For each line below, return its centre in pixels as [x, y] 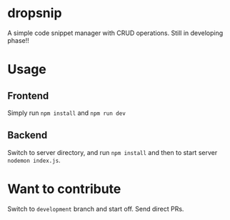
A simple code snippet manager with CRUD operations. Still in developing [115, 33]
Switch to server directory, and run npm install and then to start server [112, 152]
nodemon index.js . [34, 160]
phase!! [19, 40]
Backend [27, 135]
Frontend [28, 95]
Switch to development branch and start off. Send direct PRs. [96, 209]
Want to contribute [64, 189]
